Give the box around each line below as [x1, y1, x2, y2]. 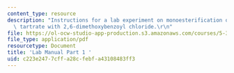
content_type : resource [7, 10, 77, 17]
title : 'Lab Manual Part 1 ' [7, 49, 92, 56]
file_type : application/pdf [7, 36, 89, 43]
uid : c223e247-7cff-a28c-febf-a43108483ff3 [7, 56, 136, 63]
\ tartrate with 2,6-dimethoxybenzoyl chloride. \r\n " [13, 23, 173, 30]
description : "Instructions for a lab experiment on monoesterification [7, 17, 223, 24]
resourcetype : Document [7, 42, 77, 49]
